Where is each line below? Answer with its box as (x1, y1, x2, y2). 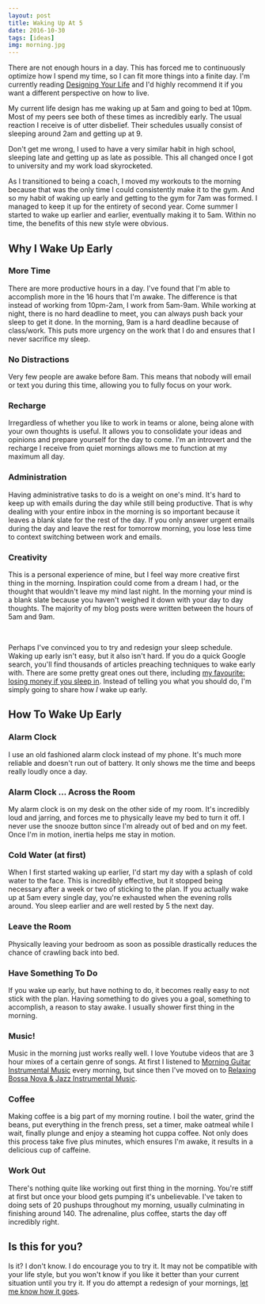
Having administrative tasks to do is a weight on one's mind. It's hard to (8, 490, 241, 499)
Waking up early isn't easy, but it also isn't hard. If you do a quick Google (8, 652, 246, 660)
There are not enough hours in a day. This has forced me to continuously (8, 63, 246, 72)
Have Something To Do (8, 967, 98, 979)
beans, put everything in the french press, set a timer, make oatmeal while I (8, 1120, 254, 1129)
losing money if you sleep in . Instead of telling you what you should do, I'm (8, 676, 252, 686)
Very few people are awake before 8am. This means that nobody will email (8, 372, 252, 382)
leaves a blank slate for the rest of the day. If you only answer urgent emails (8, 515, 255, 525)
